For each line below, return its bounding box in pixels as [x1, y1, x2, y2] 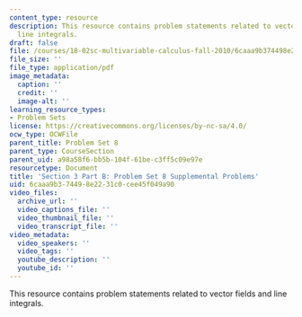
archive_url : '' [17, 197, 78, 207]
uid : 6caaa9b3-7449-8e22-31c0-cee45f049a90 [9, 181, 175, 189]
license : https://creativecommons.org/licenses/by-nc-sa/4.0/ [9, 122, 247, 131]
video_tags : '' [17, 247, 75, 256]
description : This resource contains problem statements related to [9, 22, 271, 31]
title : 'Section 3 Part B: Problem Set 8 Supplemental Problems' [9, 172, 259, 181]
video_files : [9, 189, 58, 198]
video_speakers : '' [17, 239, 91, 248]
